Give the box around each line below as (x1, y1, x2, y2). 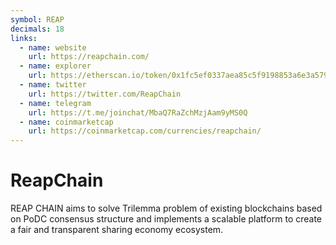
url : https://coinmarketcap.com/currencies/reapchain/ (28, 126, 262, 136)
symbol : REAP (10, 14, 65, 25)
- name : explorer (19, 61, 92, 71)
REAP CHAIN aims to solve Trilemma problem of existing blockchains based (10, 202, 323, 215)
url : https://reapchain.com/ (28, 52, 150, 62)
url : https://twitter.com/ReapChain (28, 89, 182, 99)
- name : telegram (19, 98, 92, 108)
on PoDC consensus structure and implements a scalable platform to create (10, 213, 323, 225)
